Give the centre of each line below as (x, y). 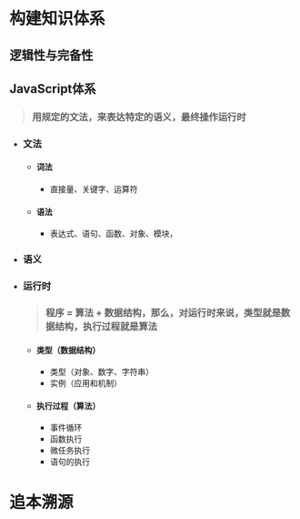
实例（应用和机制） (86, 383)
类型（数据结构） (68, 350)
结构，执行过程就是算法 (105, 326)
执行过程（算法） (68, 405)
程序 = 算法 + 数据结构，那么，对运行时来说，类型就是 (163, 312)
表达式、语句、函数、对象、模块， (114, 234)
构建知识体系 (58, 19)
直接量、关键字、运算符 (94, 189)
